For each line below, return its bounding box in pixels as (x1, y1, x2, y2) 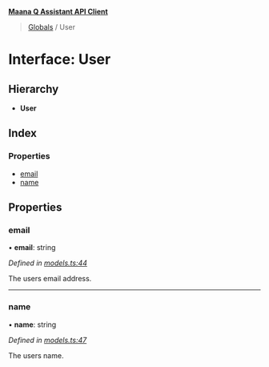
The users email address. (8, 274, 92, 284)
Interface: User (8, 50, 111, 69)
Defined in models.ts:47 (8, 335, 87, 345)
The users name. (8, 350, 64, 360)
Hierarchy (8, 82, 59, 95)
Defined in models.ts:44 (8, 258, 88, 268)
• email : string (8, 243, 56, 252)
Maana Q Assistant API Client (8, 7, 108, 16)
